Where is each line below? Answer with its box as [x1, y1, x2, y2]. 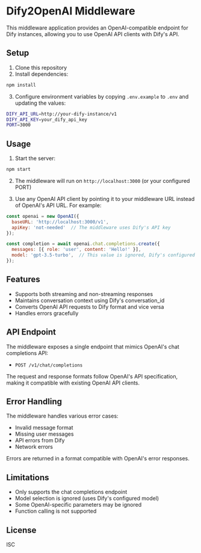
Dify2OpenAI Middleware [6, 4, 135, 18]
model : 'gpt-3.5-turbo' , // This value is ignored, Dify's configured [11, 252, 196, 258]
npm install [6, 82, 36, 88]
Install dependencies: [14, 70, 69, 78]
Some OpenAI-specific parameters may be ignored [14, 501, 142, 508]
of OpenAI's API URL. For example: [14, 202, 102, 209]
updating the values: [14, 99, 66, 107]
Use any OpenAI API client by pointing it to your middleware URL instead [14, 195, 195, 202]
